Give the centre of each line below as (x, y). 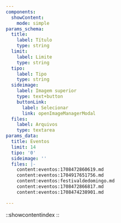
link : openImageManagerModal (59, 113)
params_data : (22, 136)
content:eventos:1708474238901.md (60, 192)
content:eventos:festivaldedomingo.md (66, 181)
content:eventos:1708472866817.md (60, 187)
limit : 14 (23, 147)
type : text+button (40, 96)
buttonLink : (32, 102)
